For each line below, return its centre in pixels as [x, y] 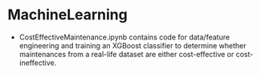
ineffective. [38, 63]
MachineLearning [67, 15]
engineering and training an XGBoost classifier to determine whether [133, 45]
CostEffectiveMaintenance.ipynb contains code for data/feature [124, 37]
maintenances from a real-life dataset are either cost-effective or [126, 54]
